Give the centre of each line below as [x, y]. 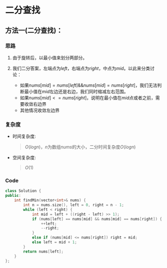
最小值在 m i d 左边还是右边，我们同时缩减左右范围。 [76, 91]
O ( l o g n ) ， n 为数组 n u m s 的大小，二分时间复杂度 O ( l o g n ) [80, 147]
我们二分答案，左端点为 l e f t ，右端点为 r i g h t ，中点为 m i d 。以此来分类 [81, 68]
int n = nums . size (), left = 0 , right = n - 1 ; [73, 205]
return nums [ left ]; [43, 251]
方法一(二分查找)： [34, 30]
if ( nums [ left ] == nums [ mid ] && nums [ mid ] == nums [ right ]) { [97, 219]
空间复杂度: [24, 158]
